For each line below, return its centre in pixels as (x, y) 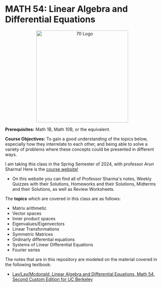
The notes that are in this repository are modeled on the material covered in (81, 259)
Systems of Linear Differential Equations (53, 244)
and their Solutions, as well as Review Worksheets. (63, 189)
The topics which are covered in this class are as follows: (63, 198)
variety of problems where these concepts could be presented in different (80, 149)
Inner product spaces (34, 218)
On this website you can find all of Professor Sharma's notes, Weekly (82, 179)
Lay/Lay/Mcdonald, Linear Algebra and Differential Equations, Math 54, (83, 274)
